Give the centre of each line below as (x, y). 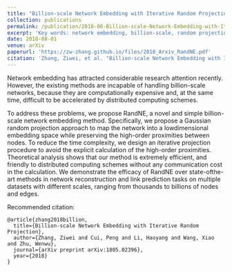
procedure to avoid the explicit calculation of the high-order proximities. (109, 149)
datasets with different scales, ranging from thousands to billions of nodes (113, 186)
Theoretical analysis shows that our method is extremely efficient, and (107, 157)
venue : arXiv (26, 45)
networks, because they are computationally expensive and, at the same (110, 92)
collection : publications (44, 20)
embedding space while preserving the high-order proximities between (108, 135)
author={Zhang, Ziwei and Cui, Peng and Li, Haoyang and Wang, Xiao (114, 238)
